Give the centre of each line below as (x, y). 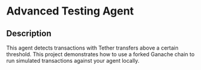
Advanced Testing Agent (70, 11)
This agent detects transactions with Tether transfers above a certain (92, 48)
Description (29, 33)
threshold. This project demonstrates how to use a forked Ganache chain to (100, 54)
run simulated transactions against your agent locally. (73, 61)
